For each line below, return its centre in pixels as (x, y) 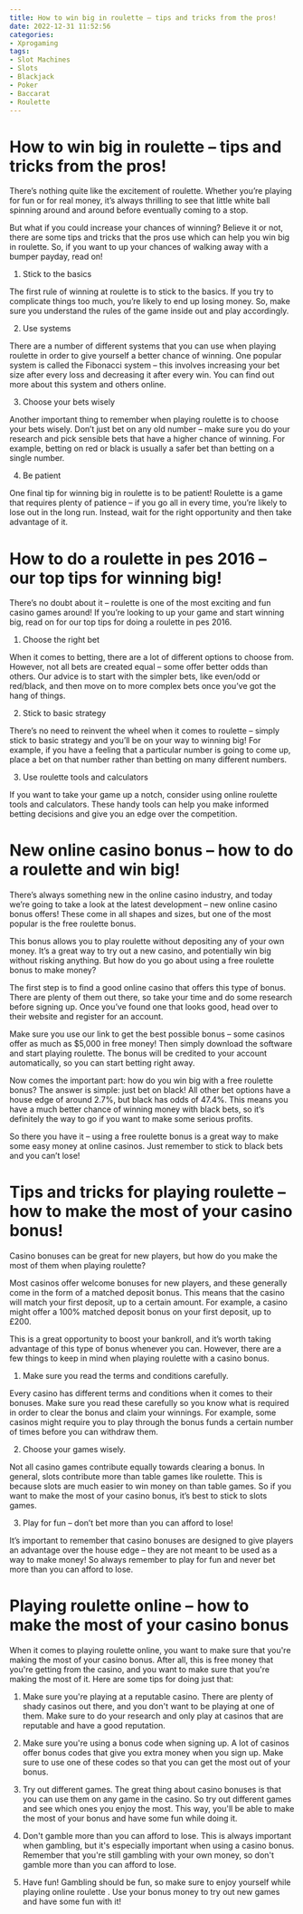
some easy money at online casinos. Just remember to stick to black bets (146, 1146)
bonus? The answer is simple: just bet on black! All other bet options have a (150, 1090)
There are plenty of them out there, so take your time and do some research (151, 998)
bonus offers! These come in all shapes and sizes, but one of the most (140, 914)
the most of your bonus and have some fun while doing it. (130, 1818)
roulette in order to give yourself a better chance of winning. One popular (146, 356)
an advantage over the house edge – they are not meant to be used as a (143, 1550)
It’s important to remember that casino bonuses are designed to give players (151, 1541)
